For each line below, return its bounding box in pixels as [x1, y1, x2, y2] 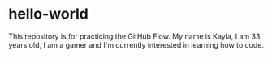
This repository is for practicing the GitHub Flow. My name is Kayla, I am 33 [8, 31, 261, 41]
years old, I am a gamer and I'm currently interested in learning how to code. [8, 39, 265, 49]
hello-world [8, 5, 89, 23]
